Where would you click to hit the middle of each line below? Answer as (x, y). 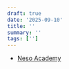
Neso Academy (39, 58)
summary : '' (24, 32)
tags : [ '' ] (23, 39)
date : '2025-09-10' (35, 20)
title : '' (21, 26)
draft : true (24, 13)
